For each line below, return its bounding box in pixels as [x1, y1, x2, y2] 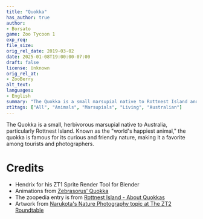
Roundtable [14, 206, 44, 214]
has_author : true [6, 14, 50, 21]
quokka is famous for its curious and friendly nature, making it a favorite [6, 133, 185, 141]
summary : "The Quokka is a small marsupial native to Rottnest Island [6, 98, 188, 104]
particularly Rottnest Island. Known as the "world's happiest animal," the [6, 127, 186, 135]
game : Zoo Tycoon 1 [6, 31, 56, 37]
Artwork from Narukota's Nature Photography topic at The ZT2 [14, 200, 172, 208]
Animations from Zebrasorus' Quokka [14, 188, 109, 195]
